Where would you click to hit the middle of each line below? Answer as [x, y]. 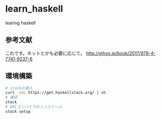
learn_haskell [34, 9]
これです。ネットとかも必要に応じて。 [45, 53]
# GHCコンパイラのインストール [34, 107]
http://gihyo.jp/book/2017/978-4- [121, 53]
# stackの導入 [19, 88]
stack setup [18, 111]
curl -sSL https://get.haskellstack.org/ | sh [56, 93]
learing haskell [20, 23]
